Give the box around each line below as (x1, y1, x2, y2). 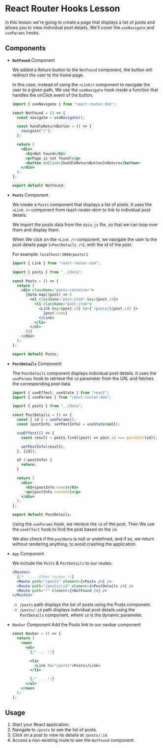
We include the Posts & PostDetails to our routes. (12, 561, 113, 566)
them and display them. (12, 226, 60, 232)
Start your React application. (12, 721, 70, 728)
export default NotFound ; (12, 183, 65, 188)
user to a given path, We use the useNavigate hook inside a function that (12, 87, 159, 93)
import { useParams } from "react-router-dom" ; (12, 395, 111, 400)
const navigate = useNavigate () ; (17, 115, 85, 120)
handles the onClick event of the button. (12, 92, 94, 98)
